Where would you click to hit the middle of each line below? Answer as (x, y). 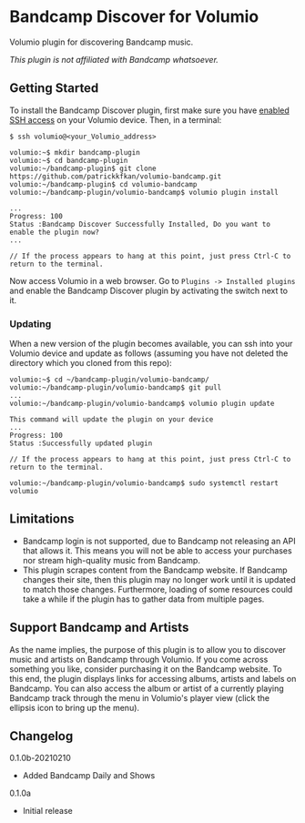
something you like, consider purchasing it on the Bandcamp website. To (146, 669)
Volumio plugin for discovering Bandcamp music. (102, 42)
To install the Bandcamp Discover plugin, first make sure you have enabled (149, 110)
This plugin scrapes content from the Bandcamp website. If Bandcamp (155, 570)
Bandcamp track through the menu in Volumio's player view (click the (140, 697)
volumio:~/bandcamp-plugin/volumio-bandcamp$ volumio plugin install (144, 192)
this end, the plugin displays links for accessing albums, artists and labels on (153, 678)
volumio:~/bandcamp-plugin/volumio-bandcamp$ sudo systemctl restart (144, 483)
